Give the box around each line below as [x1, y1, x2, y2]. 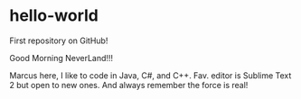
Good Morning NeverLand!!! [9, 52, 114, 63]
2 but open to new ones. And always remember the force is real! [9, 79, 249, 90]
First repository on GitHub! [9, 35, 108, 46]
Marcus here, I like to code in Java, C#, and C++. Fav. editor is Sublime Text [9, 69, 292, 81]
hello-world [9, 5, 99, 26]
